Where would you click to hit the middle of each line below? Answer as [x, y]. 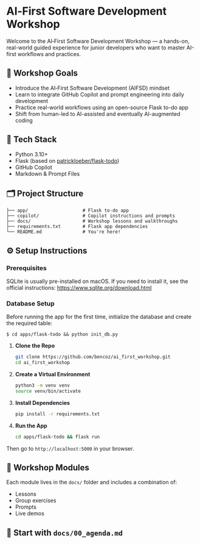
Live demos [29, 514]
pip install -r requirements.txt [57, 414]
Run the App [31, 426]
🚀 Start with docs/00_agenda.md [65, 533]
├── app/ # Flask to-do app [68, 211]
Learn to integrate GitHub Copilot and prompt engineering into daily [99, 94]
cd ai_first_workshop [42, 363]
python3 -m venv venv [43, 385]
